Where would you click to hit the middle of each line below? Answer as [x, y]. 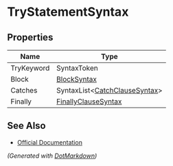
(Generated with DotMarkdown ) [52, 156]
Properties [30, 37]
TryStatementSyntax [68, 12]
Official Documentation [49, 142]
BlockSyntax [77, 79]
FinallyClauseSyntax [89, 102]
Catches [24, 90]
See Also [26, 126]
